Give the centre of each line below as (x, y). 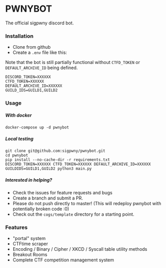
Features (16, 227)
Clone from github (31, 47)
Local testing (20, 139)
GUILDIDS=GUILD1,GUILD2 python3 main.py (49, 169)
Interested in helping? (29, 180)
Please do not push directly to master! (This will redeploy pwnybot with (87, 204)
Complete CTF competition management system (63, 260)
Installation (20, 36)
